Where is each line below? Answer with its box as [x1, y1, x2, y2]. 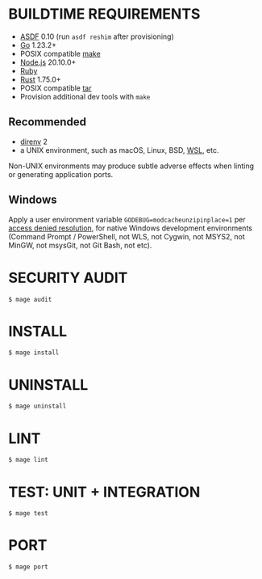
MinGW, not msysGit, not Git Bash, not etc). [8, 240, 152, 250]
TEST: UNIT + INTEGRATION [8, 483, 201, 501]
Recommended [8, 115, 87, 129]
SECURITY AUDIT [8, 268, 128, 287]
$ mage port [8, 563, 48, 571]
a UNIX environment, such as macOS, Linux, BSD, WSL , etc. [19, 145, 219, 154]
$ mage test [8, 509, 48, 518]
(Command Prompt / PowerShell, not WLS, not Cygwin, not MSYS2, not [8, 231, 246, 241]
